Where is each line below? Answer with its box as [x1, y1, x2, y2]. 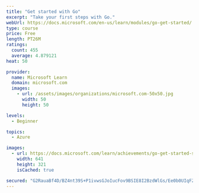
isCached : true [17, 167, 54, 173]
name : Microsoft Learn [11, 75, 68, 81]
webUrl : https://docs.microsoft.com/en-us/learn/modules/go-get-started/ [6, 20, 192, 25]
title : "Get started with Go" [6, 8, 81, 15]
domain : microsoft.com [11, 80, 68, 86]
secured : [6, 178, 28, 184]
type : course [6, 25, 38, 31]
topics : [6, 128, 25, 135]
